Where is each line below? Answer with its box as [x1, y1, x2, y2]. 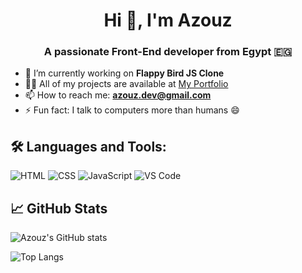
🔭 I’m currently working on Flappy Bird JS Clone [24, 67, 225, 79]
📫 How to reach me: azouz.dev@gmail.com [24, 89, 212, 101]
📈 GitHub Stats [10, 200, 108, 217]
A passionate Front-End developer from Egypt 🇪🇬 [43, 45, 293, 59]
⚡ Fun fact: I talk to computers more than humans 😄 [24, 104, 240, 116]
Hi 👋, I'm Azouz [103, 9, 233, 32]
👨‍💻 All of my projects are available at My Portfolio [24, 78, 229, 90]
